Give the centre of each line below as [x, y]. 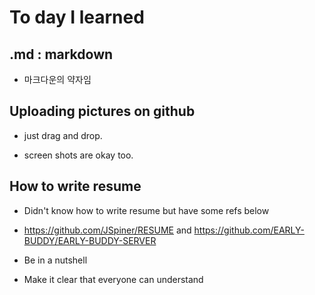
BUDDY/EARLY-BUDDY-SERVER [90, 240]
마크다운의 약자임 [57, 79]
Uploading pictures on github [102, 111]
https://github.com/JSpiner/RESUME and [107, 230]
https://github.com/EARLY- [249, 230]
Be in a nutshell [55, 260]
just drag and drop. [63, 135]
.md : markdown [61, 54]
